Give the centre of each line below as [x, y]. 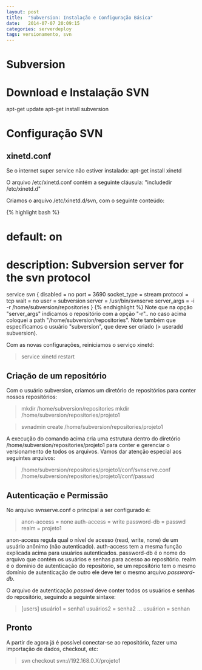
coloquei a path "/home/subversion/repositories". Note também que [91, 320]
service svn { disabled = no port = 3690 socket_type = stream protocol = [98, 295]
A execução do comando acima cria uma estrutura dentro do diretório [93, 439]
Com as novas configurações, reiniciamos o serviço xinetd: [80, 345]
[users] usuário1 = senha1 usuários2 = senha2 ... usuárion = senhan [106, 609]
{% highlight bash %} [33, 213]
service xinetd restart [48, 357]
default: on [34, 237]
